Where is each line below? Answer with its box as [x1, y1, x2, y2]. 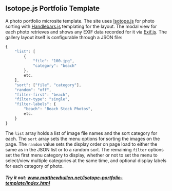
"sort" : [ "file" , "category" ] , [14, 82, 82, 88]
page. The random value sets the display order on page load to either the [5, 141, 158, 147]
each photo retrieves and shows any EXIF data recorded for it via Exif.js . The [5, 28, 167, 35]
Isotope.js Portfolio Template [5, 4, 100, 13]
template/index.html [5, 180, 50, 186]
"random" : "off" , [14, 87, 52, 92]
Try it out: [5, 175, 27, 181]
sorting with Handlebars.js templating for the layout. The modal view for [5, 23, 157, 29]
